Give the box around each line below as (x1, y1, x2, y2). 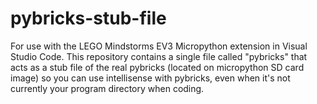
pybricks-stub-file (10, 7, 167, 30)
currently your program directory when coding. (10, 82, 205, 94)
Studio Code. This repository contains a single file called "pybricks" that (10, 50, 308, 62)
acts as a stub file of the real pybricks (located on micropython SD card (10, 61, 305, 73)
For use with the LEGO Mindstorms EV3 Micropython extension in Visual (10, 40, 308, 52)
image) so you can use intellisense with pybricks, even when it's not (10, 72, 291, 84)
